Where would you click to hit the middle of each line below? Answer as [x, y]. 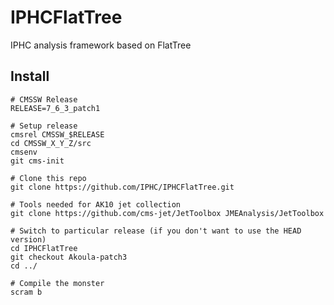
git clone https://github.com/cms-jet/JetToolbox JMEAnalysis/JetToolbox [167, 213]
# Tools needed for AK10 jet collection [96, 204]
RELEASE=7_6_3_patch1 [55, 108]
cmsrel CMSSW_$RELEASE [57, 134]
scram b [26, 292]
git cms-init [37, 161]
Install [30, 76]
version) [28, 239]
